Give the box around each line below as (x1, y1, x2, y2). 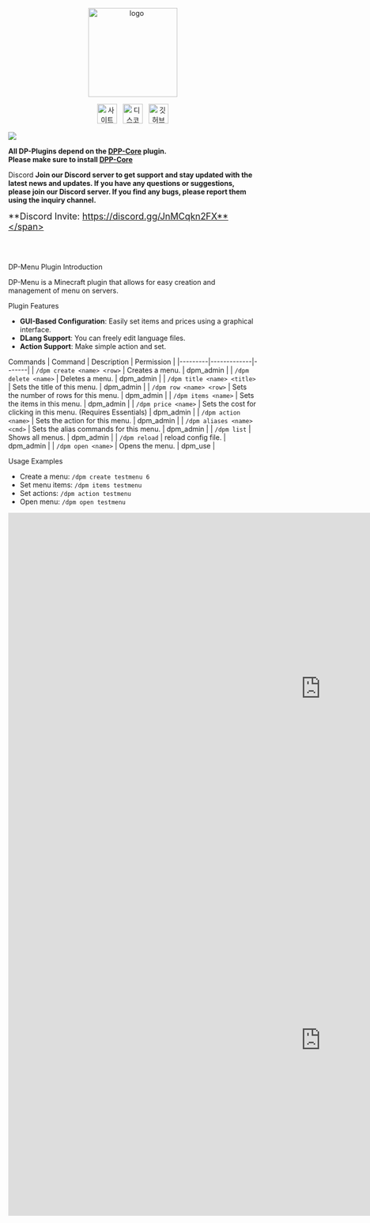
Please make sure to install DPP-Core (8, 155, 133, 164)
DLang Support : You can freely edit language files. (19, 333, 186, 343)
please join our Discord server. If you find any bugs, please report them (8, 187, 247, 196)
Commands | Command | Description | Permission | (8, 357, 176, 366)
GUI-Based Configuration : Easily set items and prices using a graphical (19, 316, 254, 326)
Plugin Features (8, 301, 59, 310)
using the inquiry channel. (8, 195, 96, 205)
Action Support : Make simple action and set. (19, 342, 167, 351)
